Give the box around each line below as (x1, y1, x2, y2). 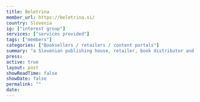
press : (6, 53, 23, 59)
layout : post (6, 64, 39, 71)
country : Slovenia (6, 20, 52, 26)
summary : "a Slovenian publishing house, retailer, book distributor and (6, 48, 195, 54)
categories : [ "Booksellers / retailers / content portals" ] (6, 43, 160, 49)
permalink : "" (6, 82, 42, 88)
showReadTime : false (6, 70, 58, 76)
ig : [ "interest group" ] (6, 25, 66, 32)
